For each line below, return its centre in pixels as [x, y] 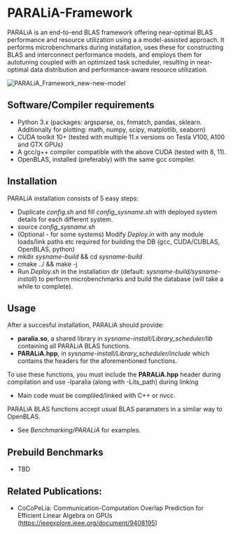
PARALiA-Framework [70, 13]
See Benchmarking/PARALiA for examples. [79, 430]
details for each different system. [65, 219]
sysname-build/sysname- [183, 271]
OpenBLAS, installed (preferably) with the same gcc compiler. [106, 159]
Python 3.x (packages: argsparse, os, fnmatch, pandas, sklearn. [110, 122]
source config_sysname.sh [56, 226]
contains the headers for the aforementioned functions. [97, 361]
